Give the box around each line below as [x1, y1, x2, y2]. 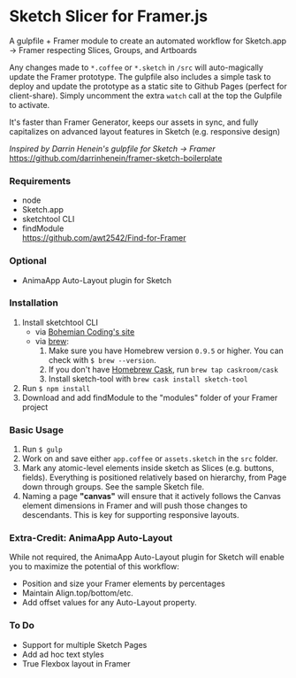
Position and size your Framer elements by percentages [21, 578, 225, 589]
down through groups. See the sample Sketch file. [21, 482, 205, 492]
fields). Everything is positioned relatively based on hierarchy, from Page [21, 472, 287, 483]
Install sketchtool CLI [21, 317, 99, 327]
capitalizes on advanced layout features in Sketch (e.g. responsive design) [9, 126, 281, 136]
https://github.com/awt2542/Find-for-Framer [21, 233, 187, 243]
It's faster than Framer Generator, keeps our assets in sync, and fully [9, 117, 259, 127]
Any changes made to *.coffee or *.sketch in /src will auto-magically [9, 62, 263, 73]
